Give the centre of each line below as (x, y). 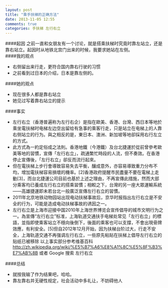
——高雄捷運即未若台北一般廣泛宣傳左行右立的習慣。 (67, 191)
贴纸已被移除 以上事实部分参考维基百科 (53, 241)
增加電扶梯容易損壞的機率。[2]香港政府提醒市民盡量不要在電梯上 (88, 172)
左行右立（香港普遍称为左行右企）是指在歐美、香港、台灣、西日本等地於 (87, 122)
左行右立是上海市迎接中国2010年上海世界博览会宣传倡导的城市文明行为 (86, 210)
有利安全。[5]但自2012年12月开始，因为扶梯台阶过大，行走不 (89, 229)
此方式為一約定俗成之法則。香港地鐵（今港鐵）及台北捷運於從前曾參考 (85, 147)
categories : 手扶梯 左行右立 (33, 29)
